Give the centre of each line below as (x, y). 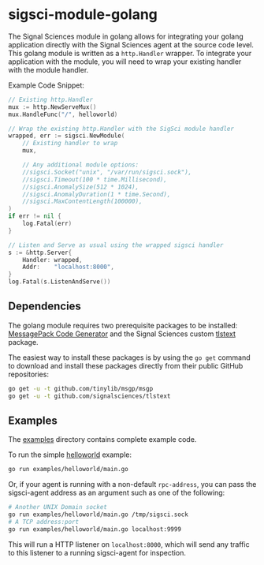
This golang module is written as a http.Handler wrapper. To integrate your (130, 53)
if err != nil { (35, 216)
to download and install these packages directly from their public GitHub (126, 365)
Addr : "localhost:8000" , (68, 267)
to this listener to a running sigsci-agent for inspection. (97, 552)
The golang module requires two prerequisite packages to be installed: (123, 325)
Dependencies (45, 307)
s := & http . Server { (40, 253)
